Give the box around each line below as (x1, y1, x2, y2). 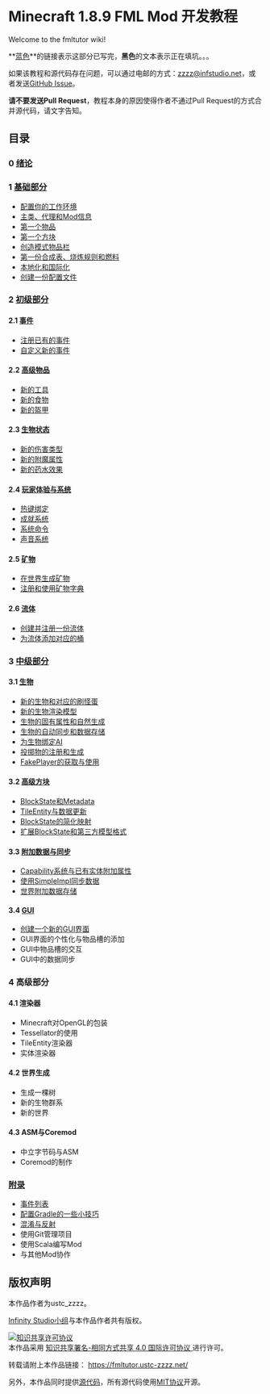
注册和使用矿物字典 (19, 584, 85, 593)
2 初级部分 (8, 294, 49, 305)
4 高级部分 (8, 977, 50, 988)
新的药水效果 (19, 465, 63, 475)
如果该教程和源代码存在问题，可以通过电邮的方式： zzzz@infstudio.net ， (8, 68, 249, 77)
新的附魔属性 (19, 454, 63, 464)
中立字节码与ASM (19, 1147, 79, 1157)
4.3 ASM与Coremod (8, 1128, 77, 1137)
